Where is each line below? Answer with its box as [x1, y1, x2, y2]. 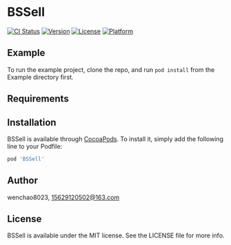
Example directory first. [7, 73, 74, 81]
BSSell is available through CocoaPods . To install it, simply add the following [7, 134, 224, 143]
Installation [7, 116, 57, 128]
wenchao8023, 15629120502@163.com [7, 193, 120, 201]
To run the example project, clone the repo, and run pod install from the [7, 65, 215, 73]
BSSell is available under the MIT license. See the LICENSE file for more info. [7, 231, 225, 239]
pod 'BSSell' [7, 155, 45, 163]
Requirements [7, 93, 69, 105]
